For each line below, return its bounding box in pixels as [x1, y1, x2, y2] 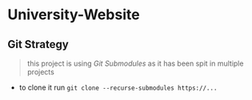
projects [26, 67, 55, 77]
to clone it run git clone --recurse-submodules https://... [18, 82, 218, 92]
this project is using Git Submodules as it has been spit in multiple [26, 58, 244, 68]
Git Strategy [7, 38, 69, 51]
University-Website [7, 6, 141, 24]
